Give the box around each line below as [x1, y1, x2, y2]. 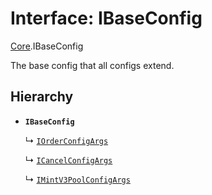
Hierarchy [10, 88, 74, 106]
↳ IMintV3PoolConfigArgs [24, 173, 131, 185]
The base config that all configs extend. [10, 59, 175, 71]
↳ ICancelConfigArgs [24, 153, 113, 166]
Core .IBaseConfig [10, 40, 84, 52]
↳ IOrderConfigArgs [24, 134, 109, 146]
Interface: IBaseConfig [10, 7, 203, 30]
